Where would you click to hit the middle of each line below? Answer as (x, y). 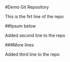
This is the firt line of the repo (35, 16)
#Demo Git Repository (27, 7)
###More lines (20, 45)
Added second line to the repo (35, 35)
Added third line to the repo (32, 54)
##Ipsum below (21, 26)
